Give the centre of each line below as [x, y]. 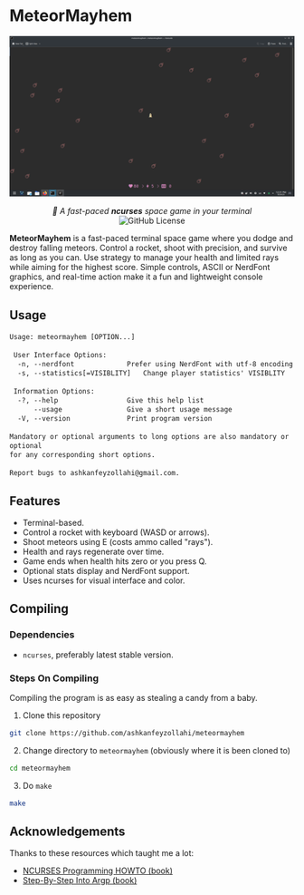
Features [35, 501]
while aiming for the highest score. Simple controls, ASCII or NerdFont [140, 268]
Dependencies [42, 635]
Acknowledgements [67, 832]
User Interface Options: [60, 355]
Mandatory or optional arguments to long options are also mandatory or [149, 437]
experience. [32, 287]
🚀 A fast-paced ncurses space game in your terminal [152, 211]
